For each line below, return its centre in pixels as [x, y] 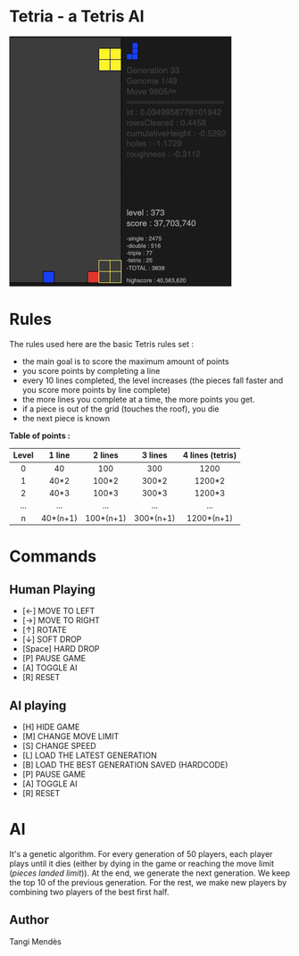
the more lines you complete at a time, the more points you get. [138, 399]
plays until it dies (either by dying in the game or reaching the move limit [142, 863]
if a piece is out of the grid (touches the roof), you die [120, 409]
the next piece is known [66, 418]
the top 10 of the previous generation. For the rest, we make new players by [148, 882]
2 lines [106, 455]
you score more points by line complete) [96, 389]
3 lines [154, 455]
